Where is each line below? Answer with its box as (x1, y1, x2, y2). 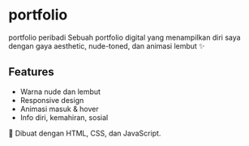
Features (8, 65, 54, 79)
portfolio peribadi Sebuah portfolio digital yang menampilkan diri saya (8, 32, 241, 42)
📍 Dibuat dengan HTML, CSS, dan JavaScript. (8, 128, 161, 138)
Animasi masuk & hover (19, 104, 99, 114)
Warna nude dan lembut (19, 87, 101, 97)
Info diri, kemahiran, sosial (19, 112, 109, 122)
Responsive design (19, 95, 84, 105)
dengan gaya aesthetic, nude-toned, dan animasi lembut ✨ (8, 41, 205, 50)
